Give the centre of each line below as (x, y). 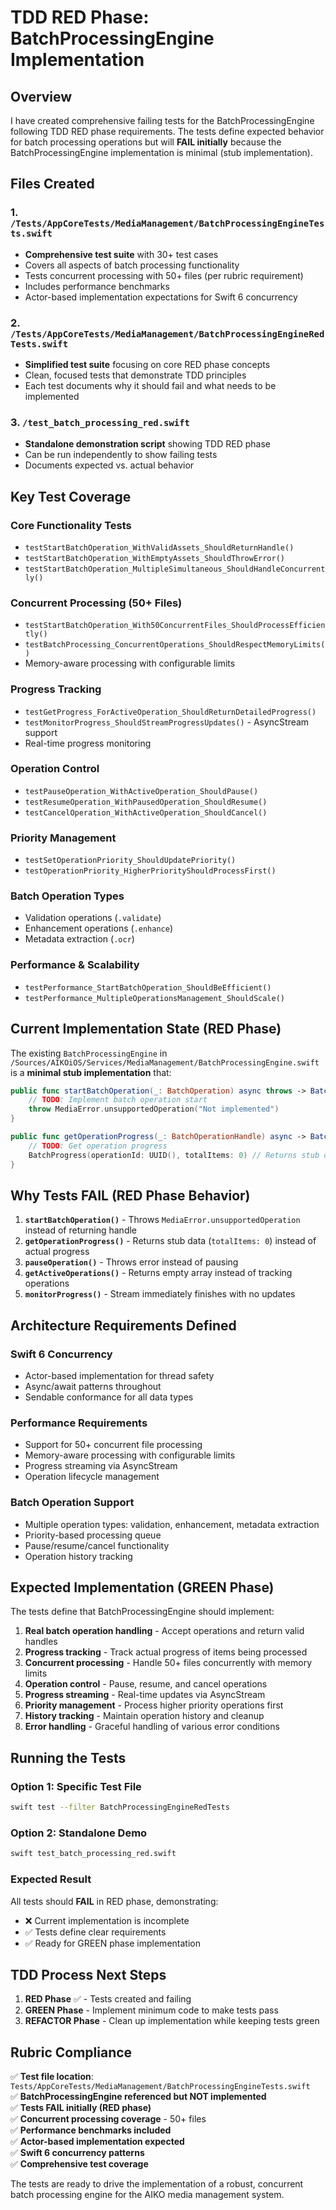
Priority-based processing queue (93, 1535)
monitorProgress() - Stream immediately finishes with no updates (160, 1294)
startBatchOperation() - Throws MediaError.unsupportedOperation (162, 1220)
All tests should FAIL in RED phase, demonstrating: (114, 1901)
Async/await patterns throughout (93, 1387)
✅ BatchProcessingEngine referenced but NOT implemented (138, 2097)
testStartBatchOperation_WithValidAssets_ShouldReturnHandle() (159, 547)
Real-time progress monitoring (88, 743)
